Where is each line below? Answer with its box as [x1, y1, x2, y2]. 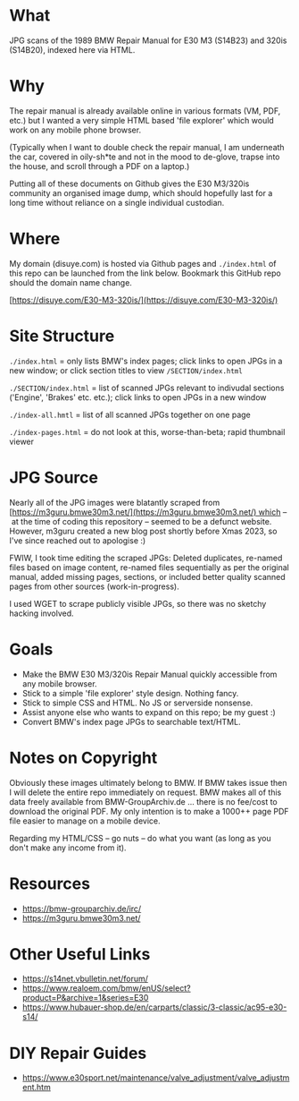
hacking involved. [9, 608, 74, 619]
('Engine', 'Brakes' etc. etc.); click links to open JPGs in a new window [9, 391, 267, 403]
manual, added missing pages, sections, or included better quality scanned [9, 571, 286, 582]
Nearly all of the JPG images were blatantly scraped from [9, 497, 220, 508]
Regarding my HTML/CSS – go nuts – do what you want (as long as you [9, 832, 272, 843]
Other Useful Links [9, 943, 151, 964]
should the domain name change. [9, 277, 132, 287]
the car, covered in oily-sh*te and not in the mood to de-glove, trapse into [9, 151, 280, 162]
